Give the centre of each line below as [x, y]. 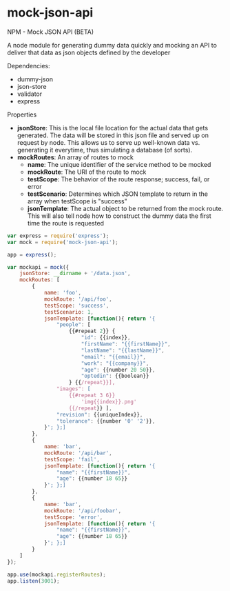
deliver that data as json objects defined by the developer [89, 52]
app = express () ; [32, 254]
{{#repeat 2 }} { [92, 331]
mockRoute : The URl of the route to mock [87, 172]
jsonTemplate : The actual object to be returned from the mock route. [125, 208]
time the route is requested [66, 223]
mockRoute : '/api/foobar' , [83, 511]
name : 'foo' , [62, 293]
